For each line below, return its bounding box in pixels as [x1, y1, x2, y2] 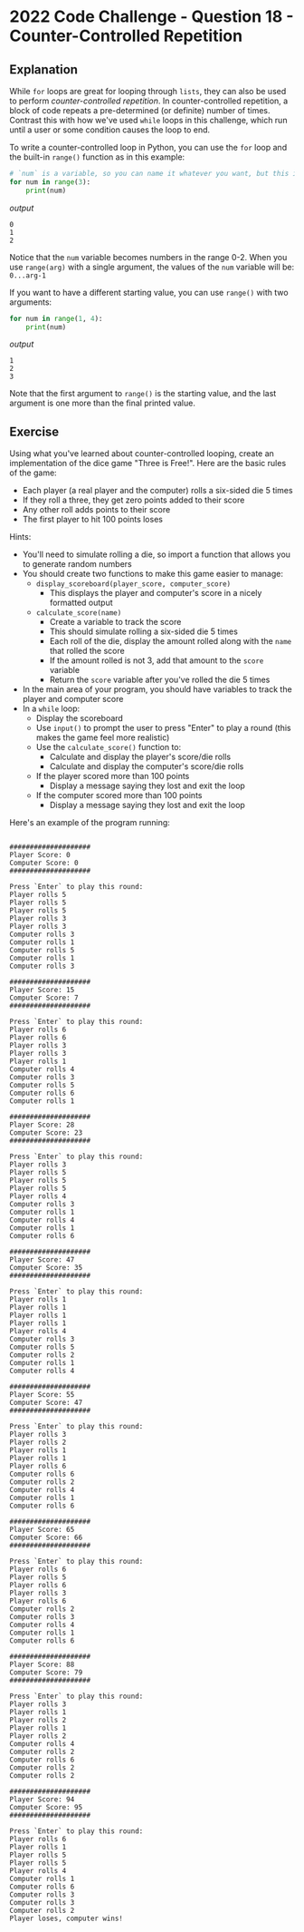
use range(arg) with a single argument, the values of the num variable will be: [9, 261, 295, 272]
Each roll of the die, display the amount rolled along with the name [49, 636, 292, 647]
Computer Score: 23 [9, 1128, 83, 1137]
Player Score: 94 [9, 1795, 75, 1804]
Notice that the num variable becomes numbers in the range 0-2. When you [9, 251, 288, 262]
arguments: [9, 297, 52, 307]
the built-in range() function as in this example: [9, 151, 185, 162]
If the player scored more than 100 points [35, 771, 190, 782]
